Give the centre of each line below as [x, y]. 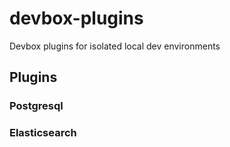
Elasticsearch [43, 133]
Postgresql [36, 106]
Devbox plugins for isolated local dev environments [115, 46]
